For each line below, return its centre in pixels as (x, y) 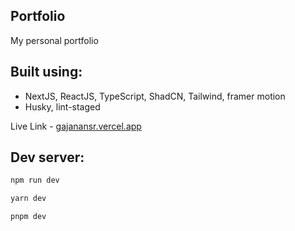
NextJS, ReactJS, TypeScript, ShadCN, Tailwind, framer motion (155, 96)
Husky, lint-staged (62, 106)
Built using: (46, 72)
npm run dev (35, 180)
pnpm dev (28, 217)
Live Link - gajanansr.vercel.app (76, 126)
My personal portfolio (54, 40)
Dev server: (47, 157)
